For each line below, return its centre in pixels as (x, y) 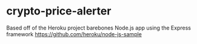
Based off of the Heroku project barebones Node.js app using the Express (98, 28)
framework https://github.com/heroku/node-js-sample (74, 34)
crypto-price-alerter (59, 11)
